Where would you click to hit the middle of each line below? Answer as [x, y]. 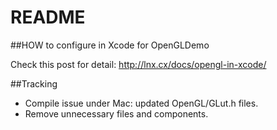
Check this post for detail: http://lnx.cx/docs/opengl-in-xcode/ [138, 64]
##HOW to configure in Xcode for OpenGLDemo [110, 45]
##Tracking [34, 83]
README [48, 17]
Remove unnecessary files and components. [116, 113]
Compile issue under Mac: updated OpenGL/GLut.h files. [141, 103]
